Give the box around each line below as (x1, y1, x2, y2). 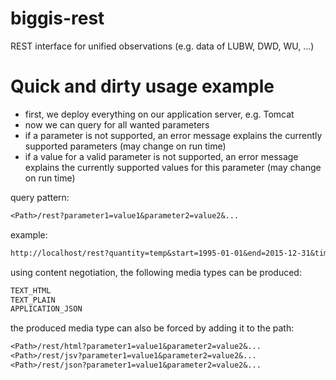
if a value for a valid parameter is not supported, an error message (24, 150, 299, 162)
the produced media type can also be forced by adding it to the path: (10, 322, 295, 334)
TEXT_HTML (10, 285, 52, 296)
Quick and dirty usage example (10, 75, 275, 98)
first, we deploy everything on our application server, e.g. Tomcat (24, 108, 295, 120)
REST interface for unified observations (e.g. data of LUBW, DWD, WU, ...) (10, 40, 315, 52)
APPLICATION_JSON (10, 304, 83, 314)
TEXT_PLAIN (10, 295, 56, 305)
